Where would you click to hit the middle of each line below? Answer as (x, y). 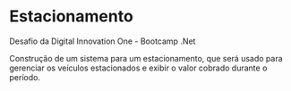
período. (25, 77)
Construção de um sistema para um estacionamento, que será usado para (146, 58)
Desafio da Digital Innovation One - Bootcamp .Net (103, 41)
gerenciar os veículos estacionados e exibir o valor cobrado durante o (138, 68)
